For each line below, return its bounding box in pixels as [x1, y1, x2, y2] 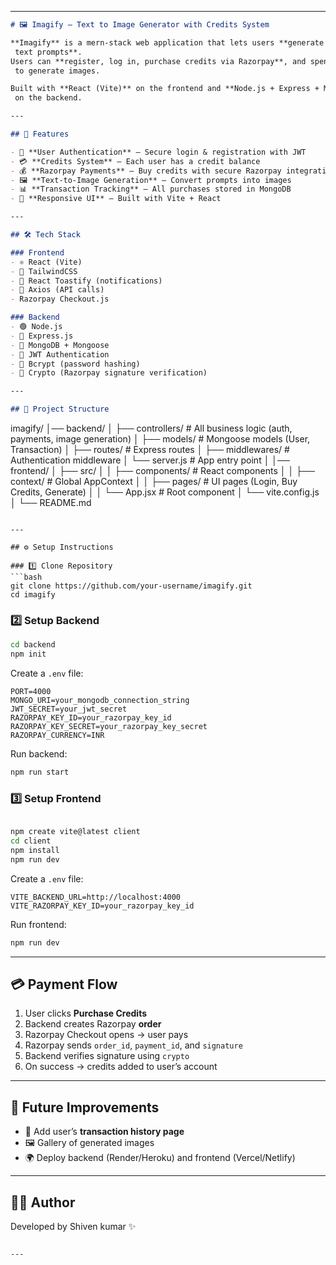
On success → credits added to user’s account [24, 1061, 218, 1073]
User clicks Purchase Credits [24, 1007, 148, 1020]
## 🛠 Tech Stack [10, 230, 81, 240]
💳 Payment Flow [10, 976, 118, 993]
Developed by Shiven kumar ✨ [10, 1221, 137, 1233]
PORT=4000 [10, 687, 52, 697]
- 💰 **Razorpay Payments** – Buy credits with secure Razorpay [10, 166, 282, 176]
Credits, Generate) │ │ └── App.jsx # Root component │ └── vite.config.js [10, 486, 320, 498]
